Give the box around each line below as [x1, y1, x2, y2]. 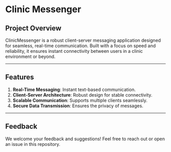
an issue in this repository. [5, 141, 61, 147]
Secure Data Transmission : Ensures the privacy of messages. [12, 103, 144, 109]
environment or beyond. [5, 53, 56, 59]
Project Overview [5, 24, 62, 33]
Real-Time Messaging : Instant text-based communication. [12, 86, 136, 93]
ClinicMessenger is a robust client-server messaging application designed [5, 37, 161, 43]
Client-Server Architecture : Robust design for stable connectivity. [12, 92, 153, 98]
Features [5, 73, 34, 82]
